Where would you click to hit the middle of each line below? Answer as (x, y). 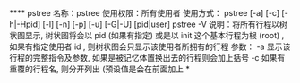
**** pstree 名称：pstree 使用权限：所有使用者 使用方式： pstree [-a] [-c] (145, 13)
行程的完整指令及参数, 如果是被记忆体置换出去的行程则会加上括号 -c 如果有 (147, 58)
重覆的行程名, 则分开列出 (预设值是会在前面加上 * (99, 69)
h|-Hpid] (25, 24)
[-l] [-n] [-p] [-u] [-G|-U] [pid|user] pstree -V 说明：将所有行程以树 (165, 24)
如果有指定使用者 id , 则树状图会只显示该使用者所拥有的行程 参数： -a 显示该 (150, 46)
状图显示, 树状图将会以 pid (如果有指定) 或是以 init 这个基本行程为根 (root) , (147, 35)
